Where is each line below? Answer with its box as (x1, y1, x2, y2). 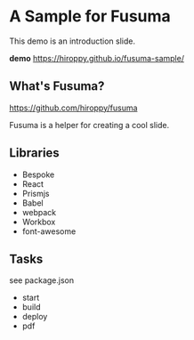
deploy (21, 312, 48, 322)
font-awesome (21, 225, 77, 237)
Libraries (9, 145, 60, 161)
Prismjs (21, 188, 50, 198)
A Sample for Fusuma (9, 6, 171, 27)
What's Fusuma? (9, 78, 105, 94)
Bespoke (21, 169, 55, 180)
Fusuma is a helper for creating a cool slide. (9, 119, 170, 130)
